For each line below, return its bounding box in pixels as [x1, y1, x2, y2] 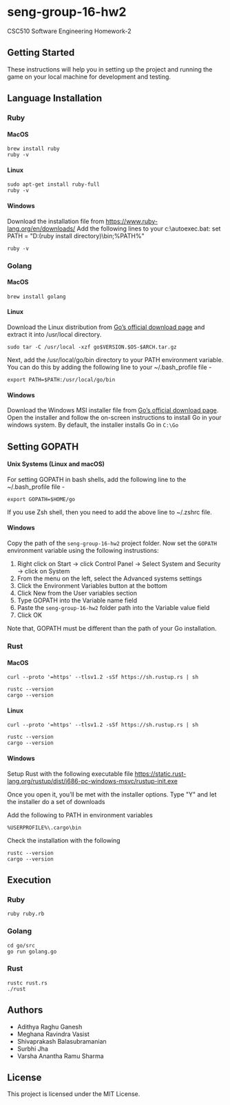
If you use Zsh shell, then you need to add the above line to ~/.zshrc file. [7, 507, 212, 516]
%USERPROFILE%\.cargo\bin [7, 824, 81, 831]
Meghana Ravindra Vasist [17, 1030, 90, 1038]
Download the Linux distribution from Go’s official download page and [7, 323, 205, 331]
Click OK [17, 611, 43, 619]
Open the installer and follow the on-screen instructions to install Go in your [7, 414, 222, 422]
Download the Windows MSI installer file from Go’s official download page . [7, 406, 219, 414]
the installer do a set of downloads [7, 797, 105, 806]
